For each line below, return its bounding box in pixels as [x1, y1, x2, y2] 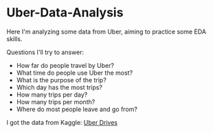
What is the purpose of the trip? [16, 75, 107, 84]
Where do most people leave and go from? [16, 105, 138, 113]
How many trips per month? [16, 97, 96, 106]
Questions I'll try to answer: [6, 48, 85, 56]
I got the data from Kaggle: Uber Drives [6, 118, 118, 126]
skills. [6, 34, 23, 43]
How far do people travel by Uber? [16, 61, 115, 69]
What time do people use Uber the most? [16, 69, 133, 77]
